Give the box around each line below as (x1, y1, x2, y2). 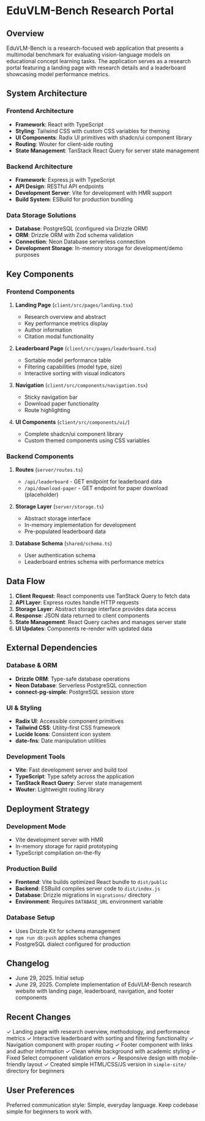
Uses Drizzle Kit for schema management (15, 927, 121, 934)
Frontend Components (6, 287, 75, 295)
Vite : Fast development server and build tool (15, 766, 128, 774)
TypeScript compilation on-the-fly (15, 849, 101, 857)
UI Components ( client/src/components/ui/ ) (15, 418, 130, 426)
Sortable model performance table (24, 356, 111, 364)
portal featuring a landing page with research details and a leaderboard (6, 64, 186, 71)
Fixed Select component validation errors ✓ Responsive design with (6, 1054, 178, 1061)
